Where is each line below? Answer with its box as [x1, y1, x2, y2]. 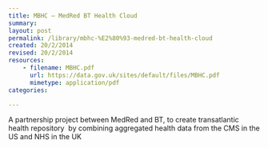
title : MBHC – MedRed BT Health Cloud [8, 11, 138, 20]
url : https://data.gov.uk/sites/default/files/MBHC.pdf [29, 71, 220, 79]
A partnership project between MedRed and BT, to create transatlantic [8, 115, 240, 125]
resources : [8, 57, 45, 65]
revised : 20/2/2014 [8, 49, 74, 57]
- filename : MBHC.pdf [22, 64, 94, 72]
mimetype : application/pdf [29, 78, 120, 86]
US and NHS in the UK [8, 132, 82, 142]
